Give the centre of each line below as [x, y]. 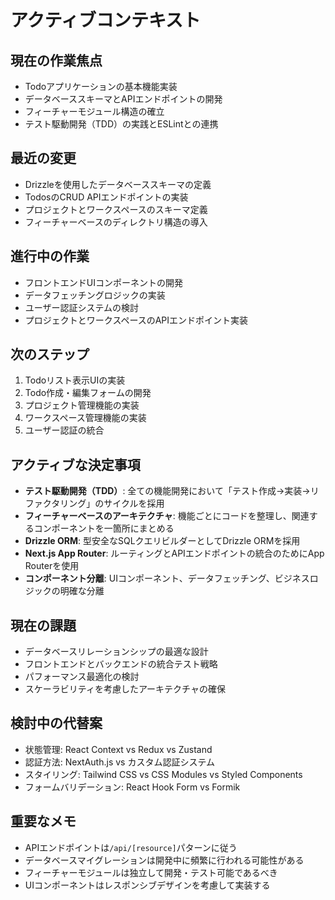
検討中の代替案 [56, 723]
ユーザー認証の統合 [64, 430]
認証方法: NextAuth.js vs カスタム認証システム [119, 762]
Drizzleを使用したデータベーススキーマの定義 [118, 184]
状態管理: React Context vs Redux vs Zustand [118, 749]
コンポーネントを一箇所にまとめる [104, 528]
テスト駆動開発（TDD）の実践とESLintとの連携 [121, 124]
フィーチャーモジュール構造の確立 [94, 111]
